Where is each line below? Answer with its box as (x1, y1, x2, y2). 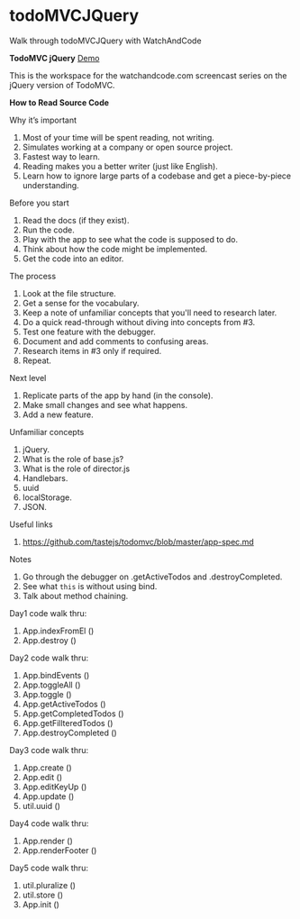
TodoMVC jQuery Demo (9, 52, 100, 63)
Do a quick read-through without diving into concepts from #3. (22, 316, 256, 327)
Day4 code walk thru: (9, 817, 89, 829)
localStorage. (22, 492, 72, 503)
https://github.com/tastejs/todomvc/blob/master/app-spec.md (22, 536, 254, 547)
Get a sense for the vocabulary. (22, 297, 140, 308)
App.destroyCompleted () (22, 727, 117, 738)
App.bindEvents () (22, 669, 90, 680)
